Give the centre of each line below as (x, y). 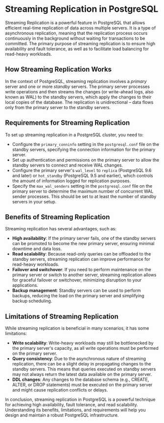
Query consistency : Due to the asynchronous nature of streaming (79, 359)
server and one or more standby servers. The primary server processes (78, 86)
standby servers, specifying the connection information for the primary (84, 149)
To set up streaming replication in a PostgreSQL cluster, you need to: (74, 135)
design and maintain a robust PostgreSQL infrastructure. (62, 415)
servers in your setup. (34, 201)
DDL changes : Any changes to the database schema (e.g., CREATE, (81, 380)
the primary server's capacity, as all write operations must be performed (85, 348)
